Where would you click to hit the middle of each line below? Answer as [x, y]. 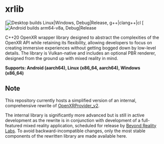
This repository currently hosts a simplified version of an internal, [71, 100]
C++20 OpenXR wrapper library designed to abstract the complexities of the [82, 37]
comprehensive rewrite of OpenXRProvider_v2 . [52, 105]
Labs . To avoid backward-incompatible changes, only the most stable [75, 131]
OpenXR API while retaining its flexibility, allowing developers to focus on [79, 42]
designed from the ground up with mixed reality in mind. [62, 58]
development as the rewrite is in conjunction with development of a [73, 120]
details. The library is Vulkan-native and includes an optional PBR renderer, [81, 53]
